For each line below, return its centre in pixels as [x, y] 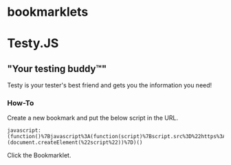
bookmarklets [48, 12]
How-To [21, 103]
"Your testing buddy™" [57, 68]
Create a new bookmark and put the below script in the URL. [93, 118]
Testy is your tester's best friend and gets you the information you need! [110, 85]
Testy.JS [33, 44]
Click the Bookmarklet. [39, 155]
